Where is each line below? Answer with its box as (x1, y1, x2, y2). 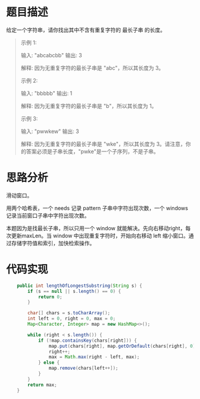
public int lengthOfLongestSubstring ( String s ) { (17, 283, 143, 289)
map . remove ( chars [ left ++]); (48, 365, 118, 372)
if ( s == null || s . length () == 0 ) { (27, 288, 121, 294)
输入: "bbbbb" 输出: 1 (20, 89, 73, 97)
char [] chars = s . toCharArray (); (27, 310, 111, 316)
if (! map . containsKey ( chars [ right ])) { (37, 338, 137, 344)
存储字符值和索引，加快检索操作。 (11, 239, 95, 246)
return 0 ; (37, 293, 62, 300)
